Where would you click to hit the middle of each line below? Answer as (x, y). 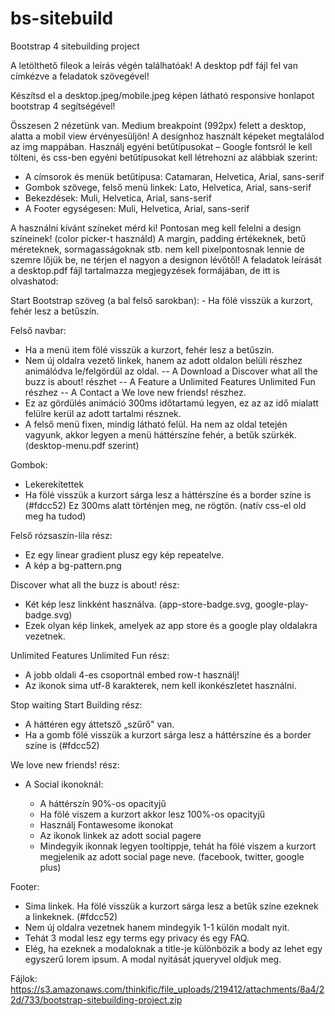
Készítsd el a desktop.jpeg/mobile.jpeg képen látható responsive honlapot (162, 95)
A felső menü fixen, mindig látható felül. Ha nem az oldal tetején (156, 424)
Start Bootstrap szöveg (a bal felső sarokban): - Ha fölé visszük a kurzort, (161, 300)
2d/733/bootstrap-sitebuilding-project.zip (96, 999)
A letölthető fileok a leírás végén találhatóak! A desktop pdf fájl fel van (154, 65)
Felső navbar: (38, 330)
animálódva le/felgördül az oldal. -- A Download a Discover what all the (171, 371)
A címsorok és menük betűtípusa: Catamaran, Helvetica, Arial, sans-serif (174, 176)
